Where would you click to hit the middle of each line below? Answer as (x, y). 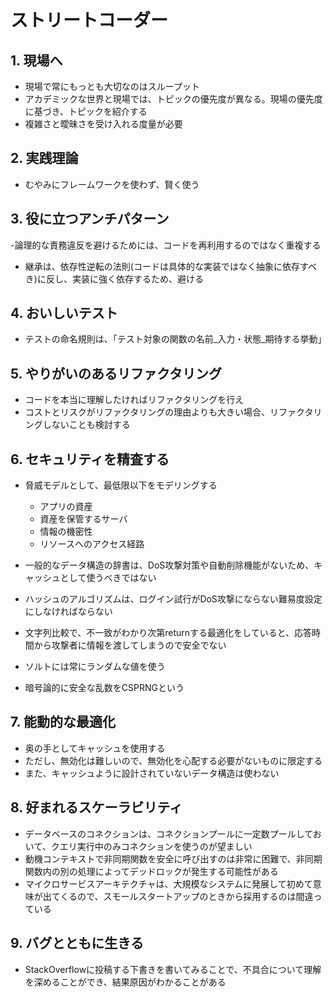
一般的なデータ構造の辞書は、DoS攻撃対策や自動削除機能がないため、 (169, 565)
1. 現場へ (36, 60)
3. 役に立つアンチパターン (90, 219)
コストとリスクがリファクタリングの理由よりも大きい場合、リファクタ (169, 412)
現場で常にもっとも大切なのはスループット (112, 86)
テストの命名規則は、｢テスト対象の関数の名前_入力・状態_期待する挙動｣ (173, 339)
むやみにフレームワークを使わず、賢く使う (112, 184)
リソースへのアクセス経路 (92, 544)
